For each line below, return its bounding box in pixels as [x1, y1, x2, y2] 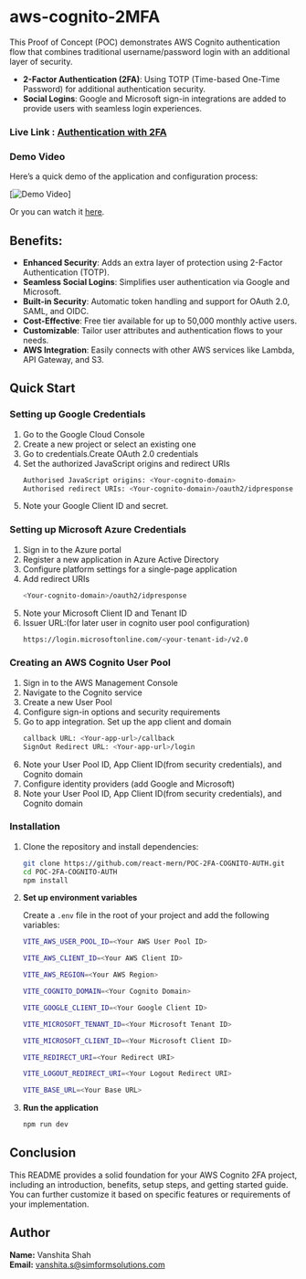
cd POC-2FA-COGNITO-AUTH [22, 867, 118, 876]
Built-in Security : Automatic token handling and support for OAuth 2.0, [22, 295, 290, 307]
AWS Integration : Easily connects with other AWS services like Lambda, [22, 344, 295, 355]
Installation [9, 820, 61, 833]
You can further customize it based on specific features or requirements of [9, 1189, 290, 1200]
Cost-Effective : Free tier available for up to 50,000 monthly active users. [22, 315, 298, 326]
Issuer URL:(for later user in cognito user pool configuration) [22, 617, 250, 628]
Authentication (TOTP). [22, 267, 110, 278]
